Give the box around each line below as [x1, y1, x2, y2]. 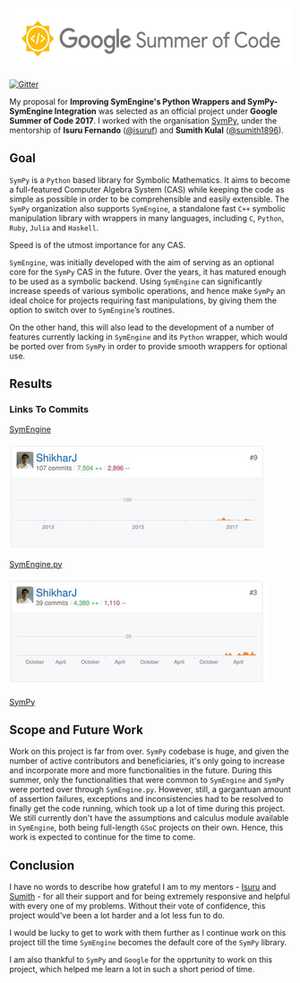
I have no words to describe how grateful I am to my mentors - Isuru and [9, 882, 277, 892]
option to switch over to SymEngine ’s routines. [9, 304, 175, 315]
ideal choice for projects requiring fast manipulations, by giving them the [9, 295, 278, 306]
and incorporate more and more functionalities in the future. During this [9, 765, 273, 776]
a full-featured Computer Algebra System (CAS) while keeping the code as [9, 184, 285, 194]
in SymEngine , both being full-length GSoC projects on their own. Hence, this [9, 823, 284, 833]
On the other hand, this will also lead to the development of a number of [9, 322, 275, 332]
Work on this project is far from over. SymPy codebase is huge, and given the [9, 746, 289, 757]
